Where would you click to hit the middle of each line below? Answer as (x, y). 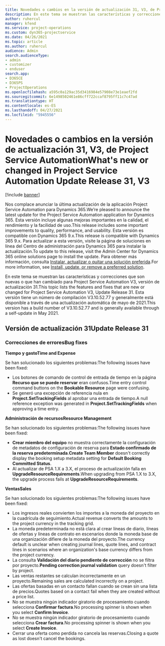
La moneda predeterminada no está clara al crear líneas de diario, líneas (85, 529)
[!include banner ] (23, 194)
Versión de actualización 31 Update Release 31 (77, 328)
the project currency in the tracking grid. (53, 523)
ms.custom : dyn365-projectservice (41, 32)
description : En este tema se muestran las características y (70, 14)
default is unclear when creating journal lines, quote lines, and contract (84, 545)
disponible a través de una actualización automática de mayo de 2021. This (80, 303)
